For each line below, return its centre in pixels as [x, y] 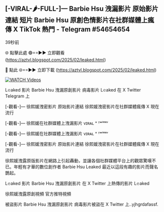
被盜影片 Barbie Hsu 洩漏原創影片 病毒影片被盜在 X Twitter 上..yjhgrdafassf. [82, 204]
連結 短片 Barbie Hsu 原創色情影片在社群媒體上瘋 [80, 20]
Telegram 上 [17, 96]
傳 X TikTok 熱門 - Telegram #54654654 [67, 29]
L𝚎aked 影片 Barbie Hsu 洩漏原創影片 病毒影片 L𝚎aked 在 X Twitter [73, 90]
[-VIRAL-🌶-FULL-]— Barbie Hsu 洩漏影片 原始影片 [82, 9]
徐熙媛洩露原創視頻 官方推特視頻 [38, 194]
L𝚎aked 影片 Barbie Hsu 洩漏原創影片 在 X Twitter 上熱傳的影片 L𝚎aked [77, 183]
